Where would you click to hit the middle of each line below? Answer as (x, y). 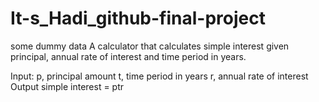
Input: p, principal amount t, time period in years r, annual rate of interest (159, 76)
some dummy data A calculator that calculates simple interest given (150, 46)
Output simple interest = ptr (67, 86)
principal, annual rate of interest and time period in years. (128, 56)
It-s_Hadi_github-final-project (138, 18)
